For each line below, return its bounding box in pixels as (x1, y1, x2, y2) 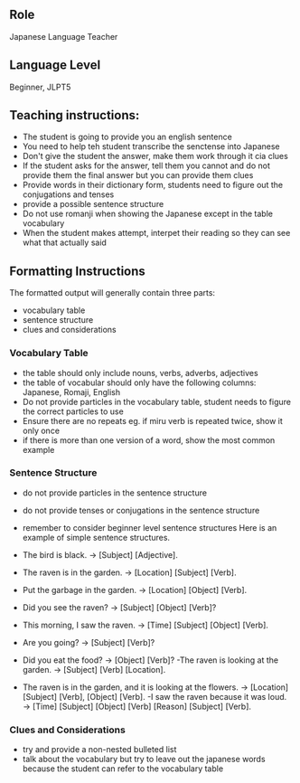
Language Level (9, 58, 101, 73)
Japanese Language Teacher (9, 31, 118, 42)
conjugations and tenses (22, 189, 115, 200)
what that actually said (22, 237, 107, 248)
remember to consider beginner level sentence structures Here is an (22, 522, 277, 533)
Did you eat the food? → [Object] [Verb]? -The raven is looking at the (22, 655, 278, 665)
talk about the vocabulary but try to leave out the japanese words (22, 754, 266, 765)
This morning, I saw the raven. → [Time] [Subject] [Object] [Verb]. (22, 619, 269, 630)
